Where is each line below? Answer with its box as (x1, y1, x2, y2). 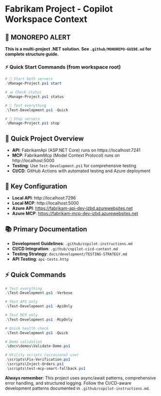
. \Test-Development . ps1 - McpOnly (5, 317, 73, 322)
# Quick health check (5, 326, 49, 331)
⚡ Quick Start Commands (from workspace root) (5, 63, 121, 70)
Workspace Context (5, 14, 87, 25)
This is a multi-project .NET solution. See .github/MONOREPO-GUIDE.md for (5, 46, 152, 52)
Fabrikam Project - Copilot (5, 3, 113, 15)
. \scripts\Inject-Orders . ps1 (5, 361, 64, 367)
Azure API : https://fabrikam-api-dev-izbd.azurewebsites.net (12, 205, 133, 211)
